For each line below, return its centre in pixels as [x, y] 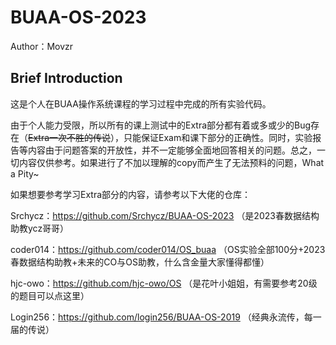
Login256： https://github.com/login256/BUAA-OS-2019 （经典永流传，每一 [166, 317]
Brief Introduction [66, 78]
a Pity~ [25, 173]
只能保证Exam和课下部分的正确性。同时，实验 [218, 137]
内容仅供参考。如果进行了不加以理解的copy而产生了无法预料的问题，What [171, 162]
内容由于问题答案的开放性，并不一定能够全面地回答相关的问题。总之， [172, 150]
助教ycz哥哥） [40, 228]
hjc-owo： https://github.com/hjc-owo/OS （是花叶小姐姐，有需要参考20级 [164, 283]
